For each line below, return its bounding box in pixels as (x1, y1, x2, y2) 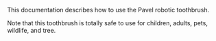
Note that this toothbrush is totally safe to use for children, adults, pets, (7, 19, 208, 27)
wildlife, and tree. (7, 27, 56, 34)
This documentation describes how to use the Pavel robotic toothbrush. (7, 6, 210, 14)
